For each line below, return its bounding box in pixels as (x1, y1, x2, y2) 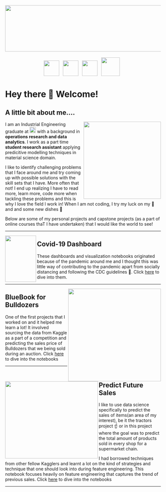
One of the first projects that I (5, 314, 65, 320)
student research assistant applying (5, 144, 81, 150)
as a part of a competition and (5, 335, 67, 341)
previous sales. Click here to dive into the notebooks (5, 477, 112, 483)
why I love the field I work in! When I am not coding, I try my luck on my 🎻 (5, 201, 155, 207)
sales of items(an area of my (98, 412, 157, 418)
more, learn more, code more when (5, 190, 77, 196)
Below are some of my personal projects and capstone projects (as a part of (5, 215, 160, 222)
